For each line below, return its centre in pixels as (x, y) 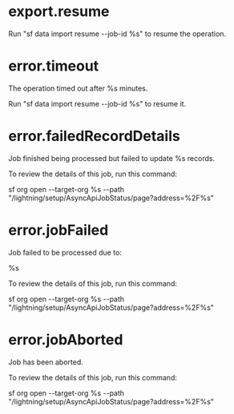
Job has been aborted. (46, 362)
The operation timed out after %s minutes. (78, 88)
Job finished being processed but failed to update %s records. (111, 158)
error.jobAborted (66, 340)
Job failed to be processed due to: (65, 252)
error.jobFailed (58, 230)
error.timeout (54, 66)
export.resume (59, 12)
